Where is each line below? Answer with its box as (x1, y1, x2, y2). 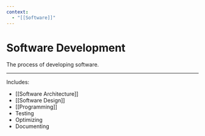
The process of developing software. (6, 61, 99, 68)
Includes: (6, 79, 29, 86)
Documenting (15, 123, 50, 130)
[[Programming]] (15, 103, 58, 110)
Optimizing (15, 116, 43, 124)
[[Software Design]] (15, 97, 65, 104)
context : (6, 9, 29, 15)
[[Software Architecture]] (15, 90, 79, 98)
